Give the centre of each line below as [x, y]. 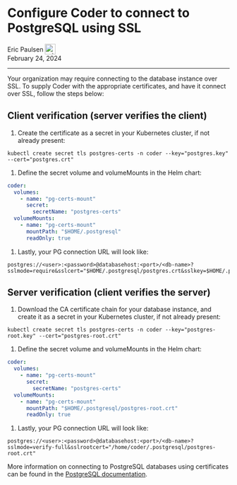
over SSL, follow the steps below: [56, 93]
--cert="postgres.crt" [41, 159]
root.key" [22, 336]
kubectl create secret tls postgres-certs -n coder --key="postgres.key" [118, 153]
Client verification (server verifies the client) [107, 116]
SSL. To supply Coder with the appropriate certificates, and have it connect [117, 86]
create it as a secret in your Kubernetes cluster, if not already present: [119, 317]
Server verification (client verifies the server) [109, 292]
